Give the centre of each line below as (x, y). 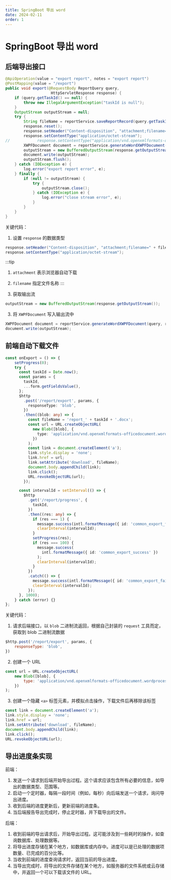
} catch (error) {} (35, 600)
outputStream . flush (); (48, 160)
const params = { (37, 377)
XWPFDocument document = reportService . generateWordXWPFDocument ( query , (84, 324)
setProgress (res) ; (52, 538)
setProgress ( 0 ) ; (32, 363)
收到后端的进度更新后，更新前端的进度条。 (57, 806)
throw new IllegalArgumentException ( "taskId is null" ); (84, 103)
